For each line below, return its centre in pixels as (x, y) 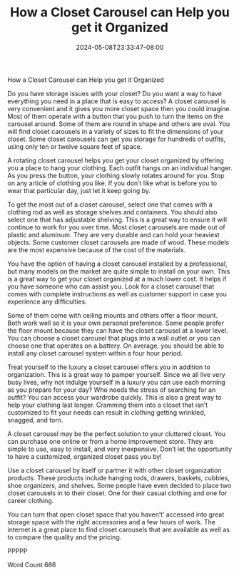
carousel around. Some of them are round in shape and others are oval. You (119, 124)
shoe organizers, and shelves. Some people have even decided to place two (119, 485)
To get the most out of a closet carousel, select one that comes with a (110, 204)
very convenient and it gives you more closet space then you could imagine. (119, 108)
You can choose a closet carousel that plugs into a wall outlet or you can (114, 338)
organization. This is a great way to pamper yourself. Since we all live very (117, 374)
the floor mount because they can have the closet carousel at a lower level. (118, 330)
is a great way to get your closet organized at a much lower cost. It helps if (117, 279)
